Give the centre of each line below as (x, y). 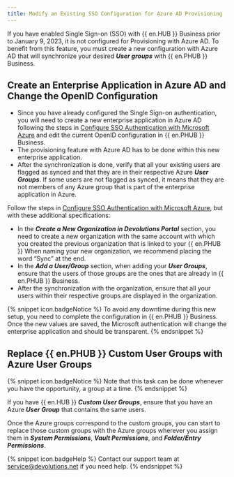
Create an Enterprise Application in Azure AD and (117, 86)
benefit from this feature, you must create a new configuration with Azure (112, 48)
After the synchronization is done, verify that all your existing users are (119, 165)
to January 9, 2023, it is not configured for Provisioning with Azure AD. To (113, 41)
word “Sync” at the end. (52, 258)
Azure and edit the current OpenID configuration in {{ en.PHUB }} (111, 135)
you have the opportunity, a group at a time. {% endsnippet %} (97, 389)
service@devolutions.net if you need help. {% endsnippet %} (95, 467)
